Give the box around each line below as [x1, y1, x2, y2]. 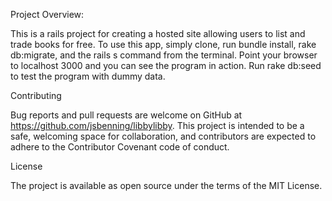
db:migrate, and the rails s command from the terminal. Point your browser [10, 49, 318, 61]
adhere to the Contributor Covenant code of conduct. [10, 141, 230, 153]
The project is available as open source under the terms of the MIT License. [10, 180, 323, 191]
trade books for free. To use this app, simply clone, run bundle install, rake [10, 39, 317, 50]
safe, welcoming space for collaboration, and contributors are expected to [10, 130, 317, 142]
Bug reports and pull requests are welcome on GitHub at [10, 109, 243, 121]
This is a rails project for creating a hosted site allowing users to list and [10, 28, 306, 39]
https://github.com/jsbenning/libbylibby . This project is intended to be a [10, 120, 305, 131]
